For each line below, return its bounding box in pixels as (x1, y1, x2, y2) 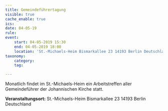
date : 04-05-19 (5, 26, 37, 31)
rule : (5, 30, 16, 35)
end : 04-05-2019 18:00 (14, 44, 61, 49)
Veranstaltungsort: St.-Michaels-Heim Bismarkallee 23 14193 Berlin (5, 96, 146, 102)
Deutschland (5, 101, 31, 107)
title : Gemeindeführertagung (5, 7, 66, 12)
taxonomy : (5, 53, 26, 59)
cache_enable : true (5, 16, 46, 21)
